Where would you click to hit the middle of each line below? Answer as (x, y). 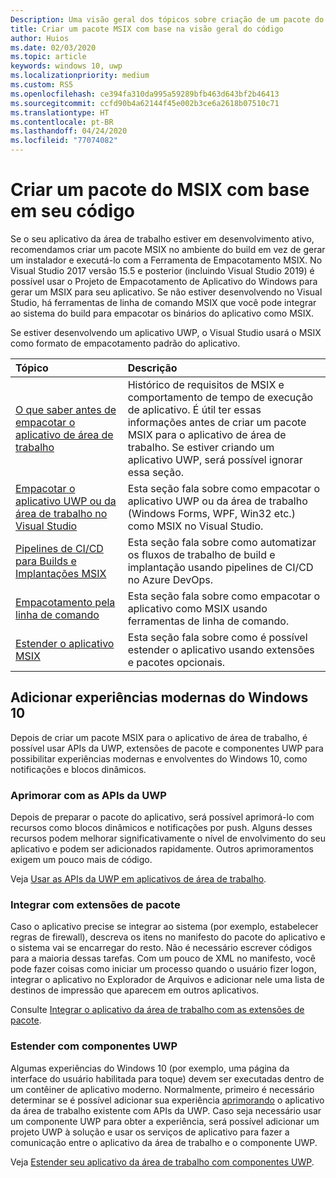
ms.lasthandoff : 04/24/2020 (69, 131)
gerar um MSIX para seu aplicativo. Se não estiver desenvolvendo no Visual (166, 292)
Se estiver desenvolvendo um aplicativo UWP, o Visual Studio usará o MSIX (166, 332)
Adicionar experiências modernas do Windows (159, 697)
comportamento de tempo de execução (220, 397)
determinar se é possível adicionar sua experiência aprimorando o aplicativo (167, 1100)
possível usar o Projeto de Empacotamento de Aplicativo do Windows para (164, 281)
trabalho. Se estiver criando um (201, 447)
